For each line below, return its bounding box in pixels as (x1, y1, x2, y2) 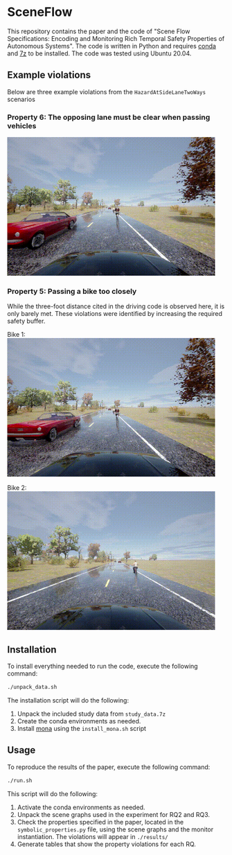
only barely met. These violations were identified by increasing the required (7, 310, 223, 318)
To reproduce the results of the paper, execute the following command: (7, 763, 211, 771)
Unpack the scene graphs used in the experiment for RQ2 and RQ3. (17, 810, 210, 818)
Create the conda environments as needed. (17, 717, 141, 725)
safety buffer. (7, 317, 46, 326)
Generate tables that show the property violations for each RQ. (17, 840, 196, 848)
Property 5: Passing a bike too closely (7, 286, 137, 296)
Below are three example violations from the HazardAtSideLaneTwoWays (7, 87, 206, 96)
